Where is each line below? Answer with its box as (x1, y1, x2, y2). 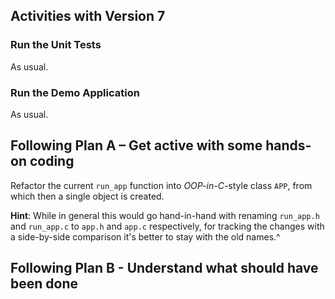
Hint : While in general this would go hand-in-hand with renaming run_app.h (10, 209, 320, 221)
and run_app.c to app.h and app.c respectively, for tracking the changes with (10, 220, 325, 232)
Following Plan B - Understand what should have (10, 260, 319, 277)
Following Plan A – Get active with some (10, 137, 263, 154)
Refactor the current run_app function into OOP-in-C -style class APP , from (10, 179, 313, 191)
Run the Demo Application (10, 85, 140, 99)
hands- (265, 137, 312, 154)
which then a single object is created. (10, 190, 165, 202)
